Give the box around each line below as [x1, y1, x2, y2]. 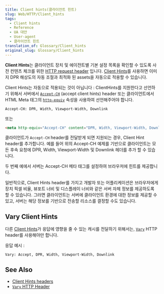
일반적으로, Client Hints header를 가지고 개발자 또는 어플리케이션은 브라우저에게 [5, 180, 159, 186]
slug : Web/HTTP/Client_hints [5, 12, 64, 17]
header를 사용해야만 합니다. [5, 232, 59, 238]
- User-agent [9, 35, 36, 39]
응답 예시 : [5, 242, 25, 249]
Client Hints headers [12, 278, 54, 284]
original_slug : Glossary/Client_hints [5, 48, 84, 53]
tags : [5, 16, 16, 21]
